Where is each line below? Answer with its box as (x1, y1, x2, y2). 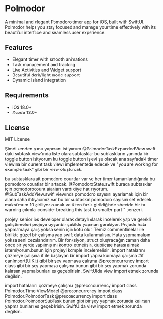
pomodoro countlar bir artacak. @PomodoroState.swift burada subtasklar (5, 181, 152, 187)
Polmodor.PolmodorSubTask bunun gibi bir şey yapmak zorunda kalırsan (5, 298, 150, 304)
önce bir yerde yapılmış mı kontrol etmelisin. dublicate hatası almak (5, 242, 140, 248)
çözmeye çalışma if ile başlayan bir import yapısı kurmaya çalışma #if (5, 253, 144, 259)
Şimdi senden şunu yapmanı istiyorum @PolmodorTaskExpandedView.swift (5, 146, 156, 151)
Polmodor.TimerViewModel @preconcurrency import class (5, 288, 123, 294)
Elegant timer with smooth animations (12, 56, 88, 62)
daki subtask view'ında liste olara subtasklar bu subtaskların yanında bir (5, 151, 149, 157)
